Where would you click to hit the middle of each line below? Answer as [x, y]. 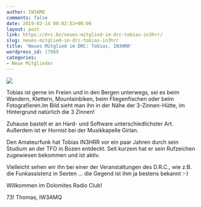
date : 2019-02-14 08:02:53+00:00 [49, 23]
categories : [21, 58]
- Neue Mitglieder [30, 63]
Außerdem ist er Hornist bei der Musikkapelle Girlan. [73, 130]
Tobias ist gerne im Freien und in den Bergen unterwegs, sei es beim [93, 92]
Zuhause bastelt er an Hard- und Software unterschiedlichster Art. [90, 124]
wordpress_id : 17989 [33, 52]
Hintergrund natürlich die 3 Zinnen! [51, 111]
